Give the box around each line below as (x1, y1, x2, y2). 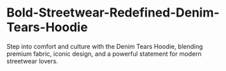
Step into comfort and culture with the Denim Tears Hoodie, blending (6, 42, 203, 50)
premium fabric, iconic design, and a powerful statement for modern (6, 50, 202, 58)
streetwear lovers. (6, 57, 58, 65)
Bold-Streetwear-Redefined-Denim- (6, 5, 220, 21)
